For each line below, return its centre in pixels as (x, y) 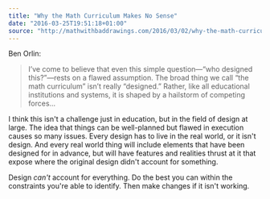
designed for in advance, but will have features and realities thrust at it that (132, 153)
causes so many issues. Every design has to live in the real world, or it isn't (132, 136)
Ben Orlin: (25, 54)
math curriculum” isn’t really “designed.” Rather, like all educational (139, 86)
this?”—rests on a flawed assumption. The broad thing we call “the (138, 78)
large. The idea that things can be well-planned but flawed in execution (126, 128)
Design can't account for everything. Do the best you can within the (121, 177)
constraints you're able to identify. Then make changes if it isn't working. (129, 186)
